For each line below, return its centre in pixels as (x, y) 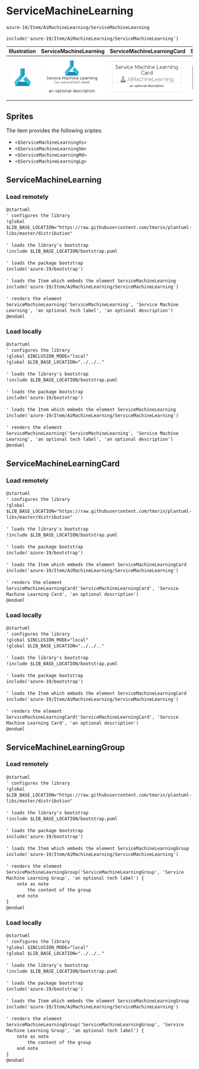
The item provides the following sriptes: (54, 131)
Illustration (23, 51)
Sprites (20, 116)
